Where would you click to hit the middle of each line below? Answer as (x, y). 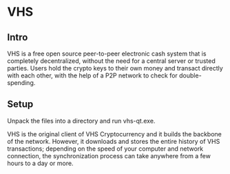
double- (190, 75)
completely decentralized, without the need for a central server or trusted (111, 61)
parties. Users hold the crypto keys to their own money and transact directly (115, 68)
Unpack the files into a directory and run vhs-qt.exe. (81, 121)
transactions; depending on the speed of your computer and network (105, 149)
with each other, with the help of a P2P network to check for (92, 75)
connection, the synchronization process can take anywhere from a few (109, 156)
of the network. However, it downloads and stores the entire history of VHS (114, 141)
